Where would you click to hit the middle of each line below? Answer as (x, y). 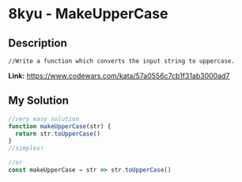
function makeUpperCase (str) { (60, 126)
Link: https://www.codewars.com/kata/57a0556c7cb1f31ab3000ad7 (119, 76)
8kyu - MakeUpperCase (88, 14)
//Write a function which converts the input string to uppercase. (122, 61)
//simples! (26, 148)
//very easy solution (44, 119)
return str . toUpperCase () (58, 134)
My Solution (39, 101)
